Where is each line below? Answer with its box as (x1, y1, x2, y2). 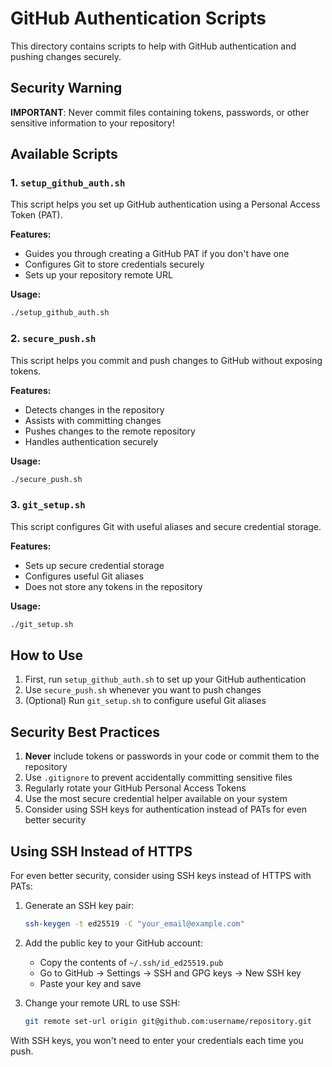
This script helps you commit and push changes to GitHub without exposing (10, 354, 323, 366)
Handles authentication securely (24, 435, 159, 447)
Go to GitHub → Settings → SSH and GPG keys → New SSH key (39, 967, 302, 979)
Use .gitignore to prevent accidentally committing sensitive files (24, 772, 293, 784)
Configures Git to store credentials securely (24, 258, 205, 271)
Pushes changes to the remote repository (24, 425, 196, 437)
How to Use (10, 647, 84, 664)
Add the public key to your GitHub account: (24, 937, 203, 949)
